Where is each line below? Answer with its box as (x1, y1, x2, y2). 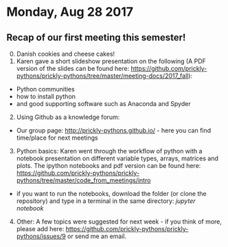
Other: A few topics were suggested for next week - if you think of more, (16, 217, 223, 226)
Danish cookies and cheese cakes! (16, 50, 115, 58)
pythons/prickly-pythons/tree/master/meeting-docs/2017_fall (16, 72, 189, 80)
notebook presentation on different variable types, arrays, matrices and (16, 154, 219, 162)
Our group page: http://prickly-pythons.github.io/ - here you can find (16, 127, 212, 134)
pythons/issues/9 (16, 232, 66, 240)
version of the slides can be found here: (16, 65, 130, 72)
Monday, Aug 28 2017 (6, 4, 134, 20)
